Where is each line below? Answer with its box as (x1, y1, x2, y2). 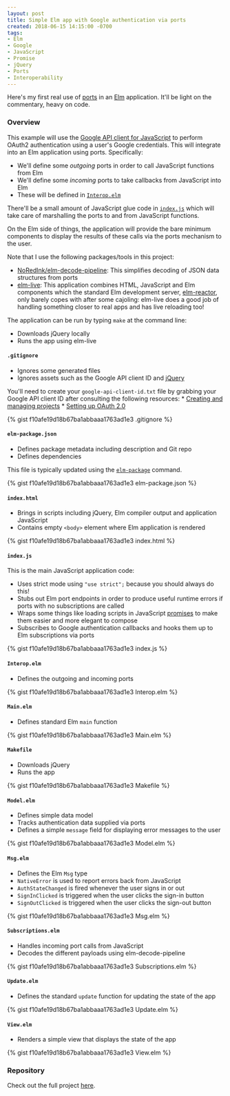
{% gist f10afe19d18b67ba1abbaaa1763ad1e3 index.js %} (7, 645, 167, 653)
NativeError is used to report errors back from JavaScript (17, 876, 181, 884)
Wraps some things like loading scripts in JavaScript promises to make (17, 609, 218, 618)
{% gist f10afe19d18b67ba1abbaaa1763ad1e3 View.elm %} (7, 1048, 171, 1057)
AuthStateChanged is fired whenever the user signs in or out (17, 884, 185, 892)
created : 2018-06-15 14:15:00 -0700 (7, 23, 112, 30)
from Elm (17, 168, 43, 176)
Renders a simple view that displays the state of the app (17, 1035, 177, 1044)
